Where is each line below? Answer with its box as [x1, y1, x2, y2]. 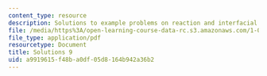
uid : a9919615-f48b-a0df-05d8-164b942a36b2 [8, 56, 155, 64]
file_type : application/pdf [8, 33, 102, 42]
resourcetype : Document [8, 41, 87, 49]
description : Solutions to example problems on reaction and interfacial [8, 19, 258, 27]
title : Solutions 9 [8, 48, 73, 56]
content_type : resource [8, 11, 87, 20]
